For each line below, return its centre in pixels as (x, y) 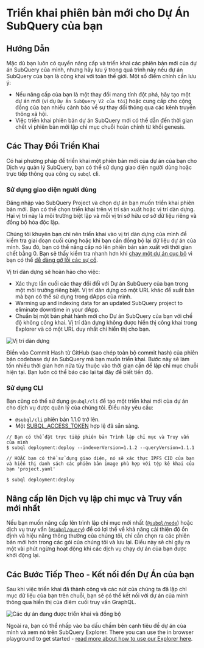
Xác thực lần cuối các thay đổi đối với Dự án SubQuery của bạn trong (102, 284)
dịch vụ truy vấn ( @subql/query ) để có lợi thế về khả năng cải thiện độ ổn (97, 529)
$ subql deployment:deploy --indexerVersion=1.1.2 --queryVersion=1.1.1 (100, 448)
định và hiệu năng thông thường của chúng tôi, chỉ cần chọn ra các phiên (98, 536)
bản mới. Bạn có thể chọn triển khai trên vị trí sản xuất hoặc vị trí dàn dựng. (101, 209)
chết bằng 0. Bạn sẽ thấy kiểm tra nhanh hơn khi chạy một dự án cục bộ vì (100, 254)
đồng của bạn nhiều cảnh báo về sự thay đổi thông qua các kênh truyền (105, 107)
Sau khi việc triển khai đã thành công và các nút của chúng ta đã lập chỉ (97, 589)
